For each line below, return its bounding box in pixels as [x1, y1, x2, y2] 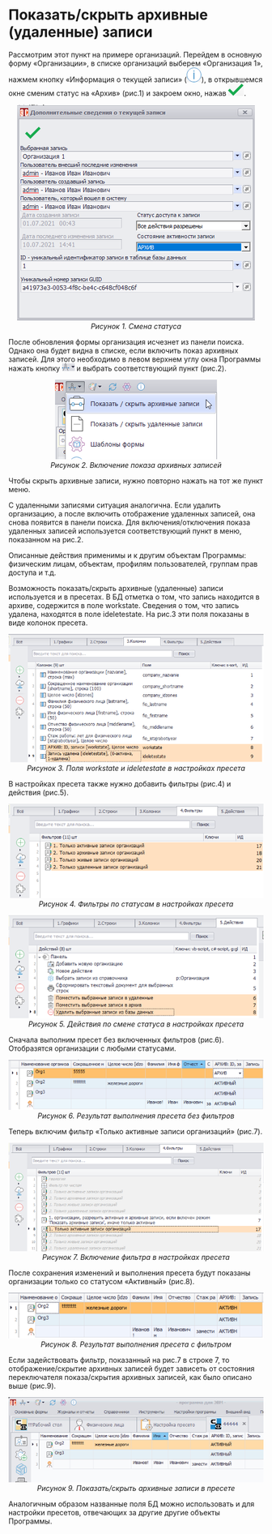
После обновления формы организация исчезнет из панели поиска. [8, 336, 244, 346]
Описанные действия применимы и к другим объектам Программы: [8, 550, 247, 560]
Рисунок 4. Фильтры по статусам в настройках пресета [38, 899, 234, 909]
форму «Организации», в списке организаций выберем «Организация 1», [8, 58, 263, 68]
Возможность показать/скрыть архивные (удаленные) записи [8, 583, 224, 593]
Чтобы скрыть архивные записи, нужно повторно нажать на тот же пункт [8, 476, 263, 486]
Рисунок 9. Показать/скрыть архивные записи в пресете [36, 1484, 236, 1493]
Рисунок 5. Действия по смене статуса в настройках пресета [28, 1019, 244, 1029]
